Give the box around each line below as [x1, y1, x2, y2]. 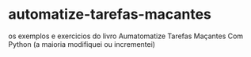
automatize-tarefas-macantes [8, 5, 212, 23]
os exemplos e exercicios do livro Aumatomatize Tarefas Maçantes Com [8, 31, 244, 41]
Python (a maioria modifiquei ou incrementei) [8, 39, 156, 48]
